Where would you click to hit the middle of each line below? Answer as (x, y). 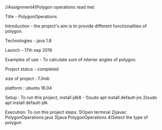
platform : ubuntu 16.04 (29, 88)
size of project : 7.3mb (27, 78)
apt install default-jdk (26, 103)
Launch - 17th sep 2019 (29, 50)
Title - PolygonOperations (31, 16)
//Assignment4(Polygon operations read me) (50, 7)
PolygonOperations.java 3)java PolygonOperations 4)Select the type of (77, 117)
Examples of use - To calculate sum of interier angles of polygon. (71, 60)
